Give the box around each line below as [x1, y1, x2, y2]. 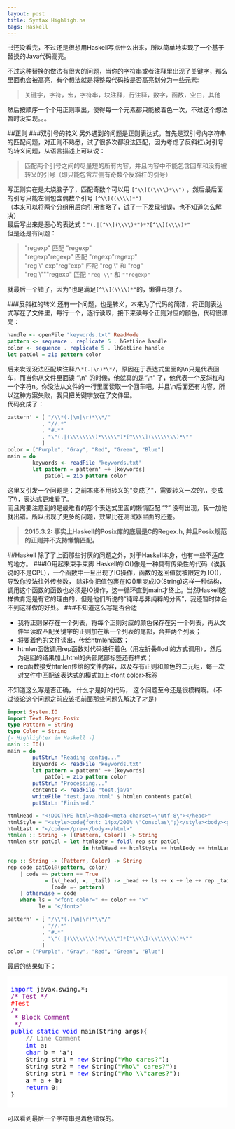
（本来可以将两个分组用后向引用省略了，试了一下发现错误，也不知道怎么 [7, 203, 215, 211]
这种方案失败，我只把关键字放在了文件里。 [13, 390, 136, 399]
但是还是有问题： [7, 229, 57, 238]
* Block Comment [14, 1013, 70, 1022]
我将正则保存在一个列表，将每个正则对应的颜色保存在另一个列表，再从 [17, 618, 220, 627]
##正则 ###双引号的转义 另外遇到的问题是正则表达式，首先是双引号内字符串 [7, 129, 227, 137]
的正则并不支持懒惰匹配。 [24, 535, 99, 544]
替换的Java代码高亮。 [7, 52, 71, 60]
